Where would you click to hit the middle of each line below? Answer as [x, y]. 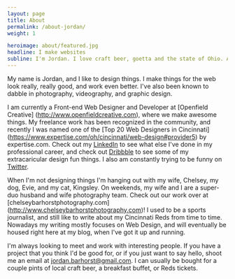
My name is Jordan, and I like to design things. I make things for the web [112, 78]
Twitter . [18, 166]
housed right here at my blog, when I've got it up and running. [96, 232]
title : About [26, 20]
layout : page [26, 14]
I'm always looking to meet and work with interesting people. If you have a [114, 245]
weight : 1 [22, 33]
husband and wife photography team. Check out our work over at [114, 195]
